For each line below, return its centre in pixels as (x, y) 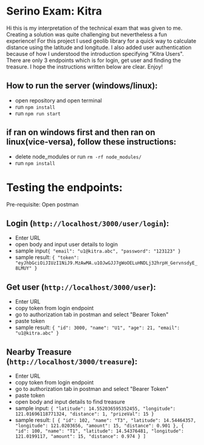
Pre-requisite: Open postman (42, 204)
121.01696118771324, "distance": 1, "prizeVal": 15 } (84, 414)
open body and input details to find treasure (70, 401)
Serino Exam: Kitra (54, 11)
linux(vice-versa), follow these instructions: (91, 142)
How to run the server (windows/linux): (82, 86)
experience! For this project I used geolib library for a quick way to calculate (101, 41)
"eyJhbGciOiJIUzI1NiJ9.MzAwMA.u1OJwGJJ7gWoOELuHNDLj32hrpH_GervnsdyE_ (106, 263)
